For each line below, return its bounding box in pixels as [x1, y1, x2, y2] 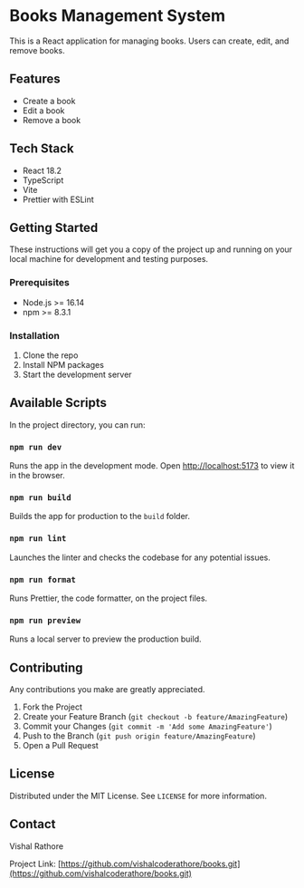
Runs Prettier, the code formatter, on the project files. [9, 593, 208, 603]
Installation [9, 329, 61, 342]
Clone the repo [22, 350, 79, 361]
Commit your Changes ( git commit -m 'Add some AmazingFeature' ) [22, 721, 273, 732]
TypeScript [22, 174, 64, 186]
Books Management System [9, 5, 226, 26]
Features [9, 72, 61, 87]
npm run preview [9, 615, 81, 625]
